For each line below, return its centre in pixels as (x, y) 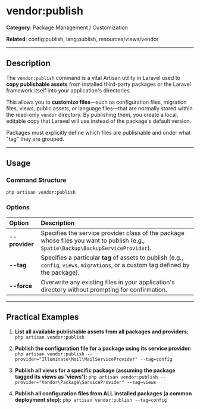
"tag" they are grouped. (35, 139)
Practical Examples (43, 317)
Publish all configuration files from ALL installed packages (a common (103, 393)
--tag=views (142, 382)
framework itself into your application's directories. (69, 90)
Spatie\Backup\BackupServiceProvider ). (96, 247)
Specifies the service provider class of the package (112, 233)
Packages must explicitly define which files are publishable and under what (99, 132)
